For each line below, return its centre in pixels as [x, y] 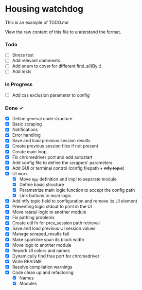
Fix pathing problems [33, 217]
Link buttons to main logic [45, 196]
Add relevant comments [36, 61]
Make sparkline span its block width [48, 239]
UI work [20, 173]
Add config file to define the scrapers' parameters [62, 163]
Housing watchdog [44, 9]
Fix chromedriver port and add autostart [52, 157]
